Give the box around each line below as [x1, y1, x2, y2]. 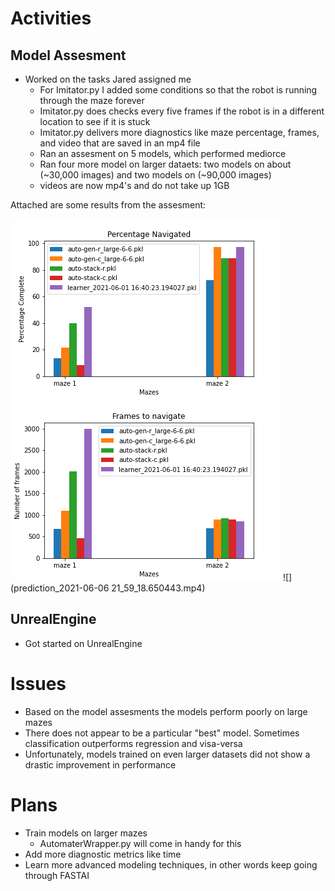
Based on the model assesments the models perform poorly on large [24, 705, 308, 717]
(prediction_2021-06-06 [10, 582, 110, 594]
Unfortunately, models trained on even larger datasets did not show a [24, 748, 311, 760]
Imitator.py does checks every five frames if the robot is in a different [39, 105, 325, 117]
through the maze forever [39, 95, 145, 106]
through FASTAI [24, 869, 90, 881]
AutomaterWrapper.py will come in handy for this [39, 837, 242, 849]
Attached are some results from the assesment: [10, 199, 207, 211]
